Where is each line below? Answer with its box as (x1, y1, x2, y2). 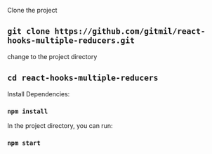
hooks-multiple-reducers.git (7, 35, 135, 46)
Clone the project (7, 6, 58, 14)
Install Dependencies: (7, 89, 70, 98)
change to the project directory (7, 52, 98, 60)
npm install (7, 107, 48, 115)
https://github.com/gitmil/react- (54, 26, 206, 37)
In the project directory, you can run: (7, 121, 113, 129)
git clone (7, 26, 51, 37)
